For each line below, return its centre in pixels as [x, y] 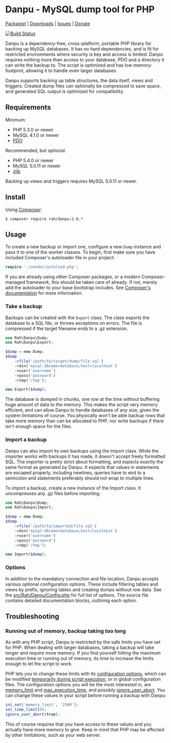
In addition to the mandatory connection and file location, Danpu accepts [82, 578]
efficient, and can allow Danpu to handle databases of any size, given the [82, 410]
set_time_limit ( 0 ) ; [26, 710]
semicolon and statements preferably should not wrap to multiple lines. [80, 478]
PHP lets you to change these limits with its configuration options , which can [86, 674]
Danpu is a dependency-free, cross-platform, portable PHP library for [78, 43]
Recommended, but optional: [36, 150]
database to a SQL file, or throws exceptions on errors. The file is [74, 323]
